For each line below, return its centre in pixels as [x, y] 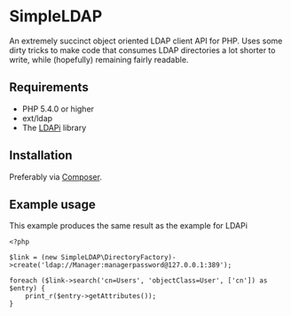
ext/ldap [37, 118]
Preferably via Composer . [55, 177]
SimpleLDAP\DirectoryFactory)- [118, 258]
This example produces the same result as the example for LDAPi [129, 226]
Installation [41, 155]
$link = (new [33, 258]
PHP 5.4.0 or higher [58, 109]
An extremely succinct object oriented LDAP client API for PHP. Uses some [146, 41]
